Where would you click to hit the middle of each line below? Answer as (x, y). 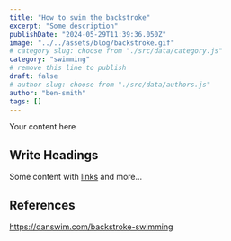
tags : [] (26, 101)
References (42, 205)
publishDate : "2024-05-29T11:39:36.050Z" (88, 34)
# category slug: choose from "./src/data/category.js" (116, 51)
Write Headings (54, 155)
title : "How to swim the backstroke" (80, 18)
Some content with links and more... (76, 177)
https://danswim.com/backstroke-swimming (91, 227)
